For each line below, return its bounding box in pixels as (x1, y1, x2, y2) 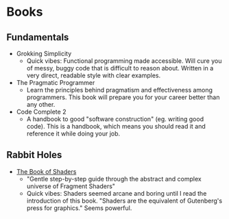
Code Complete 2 (16, 107, 67, 116)
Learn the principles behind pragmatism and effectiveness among (26, 86, 213, 94)
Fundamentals (6, 31, 69, 43)
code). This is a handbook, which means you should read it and (26, 123, 206, 130)
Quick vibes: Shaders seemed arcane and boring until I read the (26, 189, 207, 197)
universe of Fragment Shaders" (26, 182, 116, 190)
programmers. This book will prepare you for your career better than (26, 93, 220, 101)
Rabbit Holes (6, 149, 62, 161)
